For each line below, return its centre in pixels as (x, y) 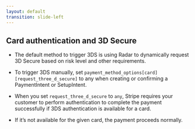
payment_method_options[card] (121, 73)
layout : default (26, 11)
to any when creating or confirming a (123, 79)
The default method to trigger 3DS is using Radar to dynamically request (102, 55)
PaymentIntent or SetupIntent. (51, 85)
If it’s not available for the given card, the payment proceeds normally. (98, 120)
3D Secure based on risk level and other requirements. (80, 61)
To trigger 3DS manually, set (49, 72)
